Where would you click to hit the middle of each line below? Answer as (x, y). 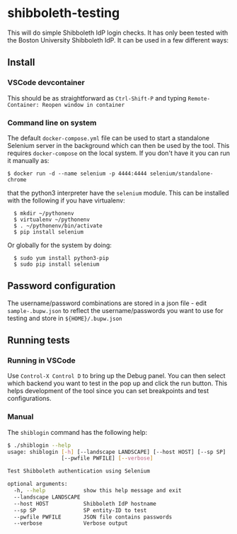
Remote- (199, 98)
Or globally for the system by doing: (59, 245)
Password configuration (62, 286)
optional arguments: (38, 484)
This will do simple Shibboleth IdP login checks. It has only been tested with (118, 33)
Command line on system (52, 123)
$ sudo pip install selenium (57, 264)
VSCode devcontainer (46, 83)
